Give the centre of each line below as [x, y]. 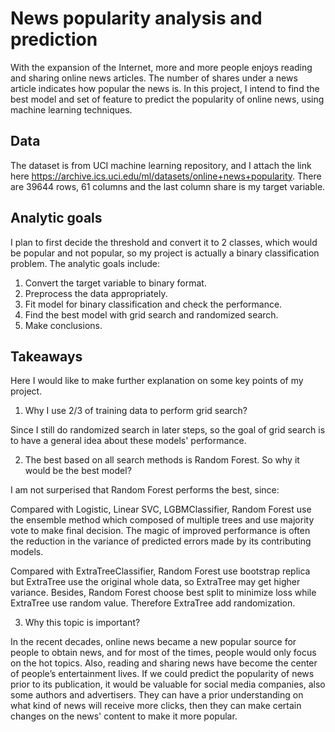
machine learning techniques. [71, 109]
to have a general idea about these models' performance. [128, 441]
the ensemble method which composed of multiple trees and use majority [162, 520]
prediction [54, 39]
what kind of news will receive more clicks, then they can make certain [156, 706]
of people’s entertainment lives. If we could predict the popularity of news [162, 674]
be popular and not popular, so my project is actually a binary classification [165, 253]
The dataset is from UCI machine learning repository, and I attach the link [161, 165]
